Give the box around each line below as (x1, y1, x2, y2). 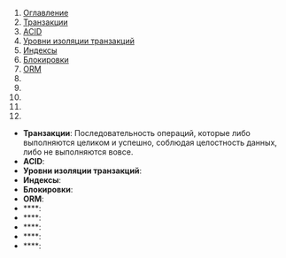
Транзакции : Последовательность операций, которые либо (22, 128, 251, 138)
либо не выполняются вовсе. (22, 147, 134, 157)
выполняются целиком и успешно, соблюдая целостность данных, (22, 137, 278, 148)
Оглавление (22, 8, 69, 18)
